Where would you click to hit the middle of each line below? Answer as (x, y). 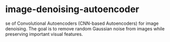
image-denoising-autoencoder (72, 9)
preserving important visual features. (44, 34)
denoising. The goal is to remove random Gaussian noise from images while (85, 28)
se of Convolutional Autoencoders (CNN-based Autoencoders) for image (82, 23)
